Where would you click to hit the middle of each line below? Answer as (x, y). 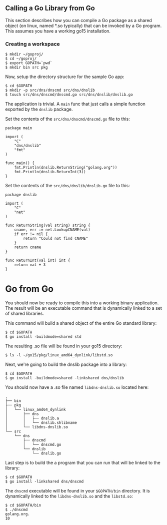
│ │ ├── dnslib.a (32, 418)
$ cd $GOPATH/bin (23, 505)
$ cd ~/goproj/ (21, 59)
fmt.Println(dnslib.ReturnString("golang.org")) (66, 168)
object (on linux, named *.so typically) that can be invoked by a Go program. (83, 26)
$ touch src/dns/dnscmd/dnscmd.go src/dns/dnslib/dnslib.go (69, 95)
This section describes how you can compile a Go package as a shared (79, 20)
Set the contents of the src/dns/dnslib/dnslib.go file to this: (67, 186)
